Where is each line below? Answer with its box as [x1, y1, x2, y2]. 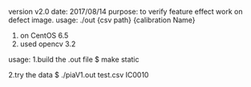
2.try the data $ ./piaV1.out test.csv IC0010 [8, 70, 149, 79]
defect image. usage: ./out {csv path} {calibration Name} [8, 15, 196, 25]
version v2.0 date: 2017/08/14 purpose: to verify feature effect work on [8, 7, 243, 16]
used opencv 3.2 [19, 39, 76, 49]
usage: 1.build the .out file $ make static [8, 55, 140, 64]
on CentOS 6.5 [19, 31, 69, 40]
